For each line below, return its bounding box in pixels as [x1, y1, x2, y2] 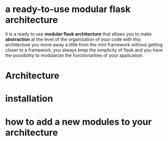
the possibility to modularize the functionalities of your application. [5, 52, 144, 58]
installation [5, 93, 53, 104]
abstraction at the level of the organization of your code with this [5, 36, 141, 42]
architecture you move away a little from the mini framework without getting [5, 41, 163, 47]
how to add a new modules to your [5, 116, 152, 127]
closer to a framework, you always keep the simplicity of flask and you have [5, 47, 163, 53]
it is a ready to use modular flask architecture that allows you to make [5, 31, 152, 37]
